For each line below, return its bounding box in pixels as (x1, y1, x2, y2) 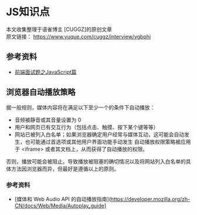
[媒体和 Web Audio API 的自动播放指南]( (14, 195, 111, 202)
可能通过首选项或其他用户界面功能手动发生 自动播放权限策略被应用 (30, 138, 191, 145)
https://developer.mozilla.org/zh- (110, 195, 191, 202)
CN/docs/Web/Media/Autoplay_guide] (14, 202, 107, 209)
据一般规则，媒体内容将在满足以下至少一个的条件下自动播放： (6, 103, 155, 111)
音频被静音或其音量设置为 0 (14, 116, 81, 123)
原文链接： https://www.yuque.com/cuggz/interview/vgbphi (6, 33, 151, 40)
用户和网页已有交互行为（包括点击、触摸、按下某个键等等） (14, 123, 159, 130)
